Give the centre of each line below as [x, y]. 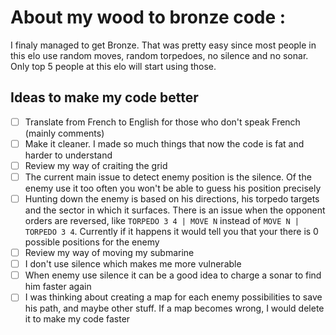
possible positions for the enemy [92, 242]
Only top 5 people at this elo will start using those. [113, 66]
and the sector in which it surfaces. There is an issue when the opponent [175, 210]
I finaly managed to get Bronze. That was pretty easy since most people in [163, 45]
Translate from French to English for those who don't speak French [162, 122]
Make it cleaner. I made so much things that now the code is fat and [164, 143]
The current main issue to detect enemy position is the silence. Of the [168, 177]
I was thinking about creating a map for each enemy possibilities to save [173, 297]
